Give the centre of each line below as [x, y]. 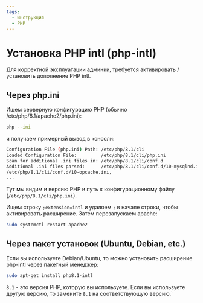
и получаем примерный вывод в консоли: [60, 139]
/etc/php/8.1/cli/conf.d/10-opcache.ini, [59, 172]
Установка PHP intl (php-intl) [82, 53]
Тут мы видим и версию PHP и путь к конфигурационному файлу [91, 189]
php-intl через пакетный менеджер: [53, 264]
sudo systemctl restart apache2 [47, 225]
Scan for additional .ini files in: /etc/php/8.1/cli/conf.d [85, 161]
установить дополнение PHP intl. [49, 76]
